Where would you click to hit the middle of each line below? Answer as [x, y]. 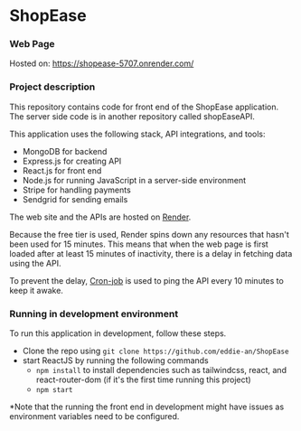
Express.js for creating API [72, 161]
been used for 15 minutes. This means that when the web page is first [139, 244]
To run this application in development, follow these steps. [118, 333]
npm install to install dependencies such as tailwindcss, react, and [161, 370]
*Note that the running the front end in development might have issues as [147, 407]
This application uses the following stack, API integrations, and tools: [137, 134]
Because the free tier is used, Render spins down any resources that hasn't [149, 234]
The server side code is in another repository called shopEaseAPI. [132, 116]
